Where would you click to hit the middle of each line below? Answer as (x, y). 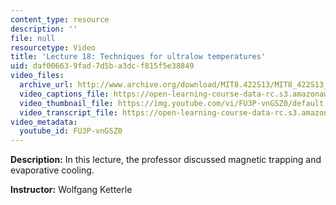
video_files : (37, 76)
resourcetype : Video (53, 47)
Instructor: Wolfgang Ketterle (71, 190)
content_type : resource (60, 19)
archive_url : (46, 85)
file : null (33, 38)
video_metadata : (44, 122)
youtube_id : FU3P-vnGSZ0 (71, 131)
